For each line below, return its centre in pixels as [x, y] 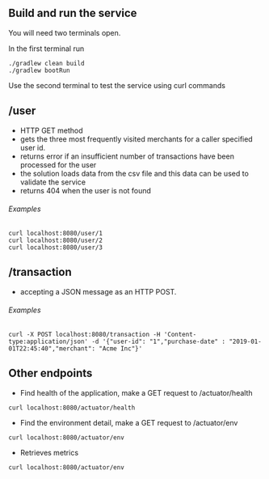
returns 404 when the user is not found [86, 190]
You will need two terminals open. [65, 32]
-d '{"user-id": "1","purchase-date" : [159, 341]
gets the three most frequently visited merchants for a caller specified [136, 139]
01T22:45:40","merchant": [52, 348]
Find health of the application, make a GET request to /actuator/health [136, 392]
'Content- [180, 334]
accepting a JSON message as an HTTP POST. [98, 291]
